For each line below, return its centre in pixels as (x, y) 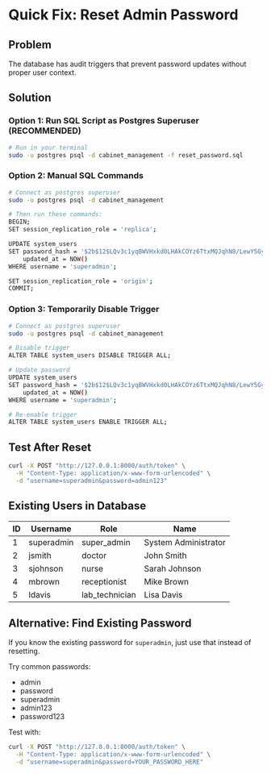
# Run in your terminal (48, 148)
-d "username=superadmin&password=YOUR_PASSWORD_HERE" (110, 762)
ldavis (40, 594)
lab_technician (109, 594)
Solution (30, 98)
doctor (94, 556)
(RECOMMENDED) (45, 131)
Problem (30, 45)
